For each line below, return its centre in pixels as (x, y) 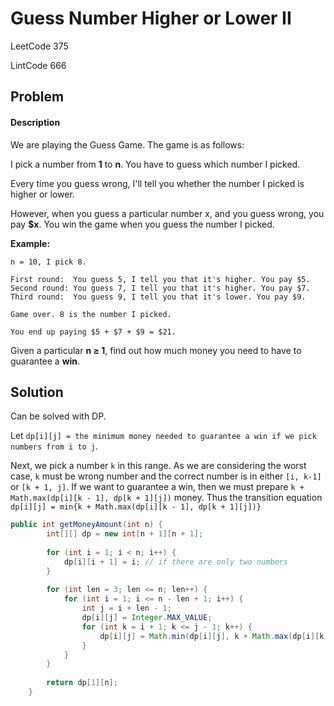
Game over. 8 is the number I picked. (91, 314)
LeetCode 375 (39, 46)
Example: (30, 243)
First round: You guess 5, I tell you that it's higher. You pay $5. (160, 279)
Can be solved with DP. (58, 416)
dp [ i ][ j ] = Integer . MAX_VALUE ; (147, 618)
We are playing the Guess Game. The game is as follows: (127, 144)
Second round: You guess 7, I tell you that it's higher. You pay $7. (160, 288)
